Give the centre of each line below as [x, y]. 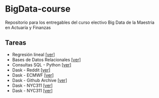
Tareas [16, 43]
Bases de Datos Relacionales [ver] [46, 60]
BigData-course [38, 9]
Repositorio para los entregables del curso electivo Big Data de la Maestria [80, 22]
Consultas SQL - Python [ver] [42, 65]
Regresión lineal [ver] [33, 54]
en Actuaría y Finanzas [28, 27]
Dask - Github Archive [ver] [39, 80]
